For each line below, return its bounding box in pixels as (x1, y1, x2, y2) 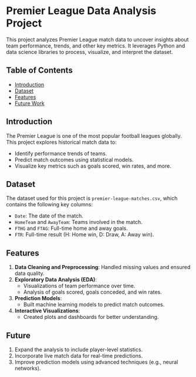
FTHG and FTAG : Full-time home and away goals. (14, 225, 128, 232)
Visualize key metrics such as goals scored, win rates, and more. (14, 162, 171, 169)
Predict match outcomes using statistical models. (14, 156, 134, 163)
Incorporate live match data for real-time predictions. (14, 352, 143, 359)
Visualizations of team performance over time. (23, 283, 136, 290)
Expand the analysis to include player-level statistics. (14, 346, 143, 353)
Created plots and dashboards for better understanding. (23, 314, 159, 321)
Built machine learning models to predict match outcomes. (23, 301, 165, 308)
